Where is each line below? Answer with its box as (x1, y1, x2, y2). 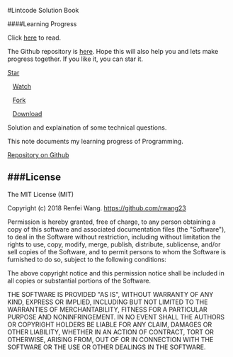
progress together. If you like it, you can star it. (7, 55, 144, 63)
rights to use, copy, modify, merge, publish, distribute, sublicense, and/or (7, 240, 221, 249)
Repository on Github (7, 151, 69, 159)
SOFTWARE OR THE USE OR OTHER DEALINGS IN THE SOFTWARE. (7, 343, 206, 351)
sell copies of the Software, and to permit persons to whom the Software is (7, 247, 227, 256)
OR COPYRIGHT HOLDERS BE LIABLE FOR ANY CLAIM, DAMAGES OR (7, 320, 212, 329)
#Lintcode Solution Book (7, 6, 79, 14)
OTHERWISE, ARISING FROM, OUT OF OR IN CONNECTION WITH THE (7, 335, 214, 344)
